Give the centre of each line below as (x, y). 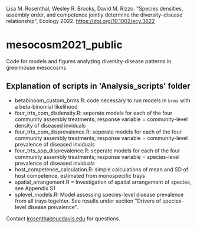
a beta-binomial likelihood (46, 106)
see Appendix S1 (35, 188)
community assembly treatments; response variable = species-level (97, 157)
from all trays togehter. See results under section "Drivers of (88, 201)
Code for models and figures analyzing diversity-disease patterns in (89, 61)
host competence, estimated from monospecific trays (80, 175)
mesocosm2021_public (64, 45)
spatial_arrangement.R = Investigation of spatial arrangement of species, (103, 182)
